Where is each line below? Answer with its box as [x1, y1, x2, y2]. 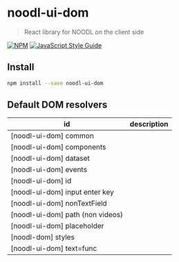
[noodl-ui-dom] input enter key [10, 187, 114, 197]
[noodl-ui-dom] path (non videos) [10, 210, 123, 220]
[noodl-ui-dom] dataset [10, 154, 90, 164]
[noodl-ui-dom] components [10, 142, 106, 152]
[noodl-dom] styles [10, 232, 75, 242]
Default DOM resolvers [7, 99, 108, 111]
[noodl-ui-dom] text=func [10, 244, 97, 254]
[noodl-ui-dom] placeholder [10, 221, 104, 231]
